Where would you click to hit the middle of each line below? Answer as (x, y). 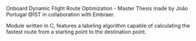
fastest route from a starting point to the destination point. (76, 32)
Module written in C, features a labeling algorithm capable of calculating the (98, 26)
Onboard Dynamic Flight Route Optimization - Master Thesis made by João (97, 8)
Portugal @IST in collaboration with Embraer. (60, 14)
